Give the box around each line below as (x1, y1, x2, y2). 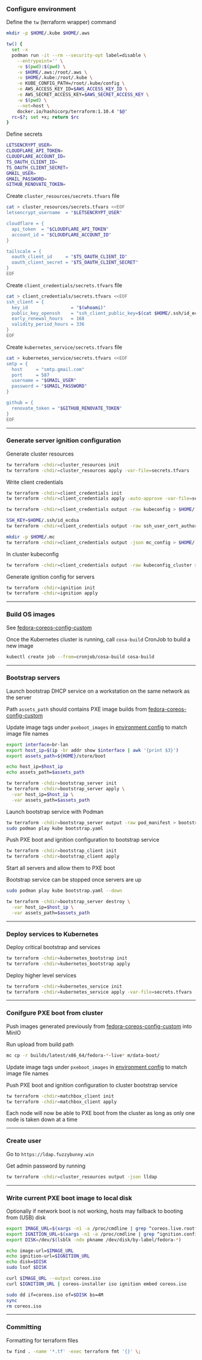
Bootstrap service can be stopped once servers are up (6, 876, 142, 883)
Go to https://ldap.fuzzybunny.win (6, 1150, 94, 1157)
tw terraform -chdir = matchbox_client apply (6, 1099, 117, 1105)
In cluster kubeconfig (6, 550, 59, 558)
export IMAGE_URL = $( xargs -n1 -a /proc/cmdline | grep (6, 1225, 147, 1231)
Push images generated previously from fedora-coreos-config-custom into (6, 1022, 192, 1030)
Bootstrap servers (6, 673, 60, 682)
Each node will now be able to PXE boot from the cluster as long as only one (6, 1110, 195, 1117)
